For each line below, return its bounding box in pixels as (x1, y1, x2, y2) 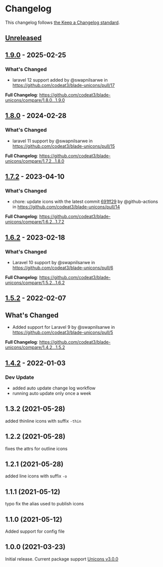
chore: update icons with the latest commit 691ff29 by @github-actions (12, 198, 158, 204)
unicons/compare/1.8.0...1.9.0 (5, 97, 65, 103)
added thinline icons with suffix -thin (5, 418, 81, 424)
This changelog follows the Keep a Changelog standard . (5, 19, 120, 25)
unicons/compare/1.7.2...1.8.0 (5, 158, 65, 164)
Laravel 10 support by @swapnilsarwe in (12, 260, 95, 266)
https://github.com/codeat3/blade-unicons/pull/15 (12, 143, 115, 149)
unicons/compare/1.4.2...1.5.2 (5, 344, 66, 351)
